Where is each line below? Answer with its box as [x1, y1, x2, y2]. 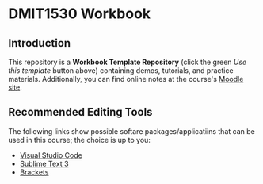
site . [8, 82, 22, 92]
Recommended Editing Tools [8, 105, 153, 119]
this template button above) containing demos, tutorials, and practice [8, 66, 234, 75]
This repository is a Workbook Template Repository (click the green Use [8, 57, 247, 67]
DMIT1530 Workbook [8, 5, 151, 23]
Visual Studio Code [19, 150, 83, 159]
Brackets [19, 167, 49, 177]
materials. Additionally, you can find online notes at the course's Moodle [8, 75, 244, 83]
